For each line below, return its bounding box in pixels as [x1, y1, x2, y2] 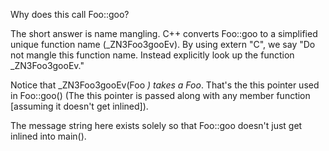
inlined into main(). [10, 130, 87, 142]
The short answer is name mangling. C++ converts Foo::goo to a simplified [10, 28, 318, 39]
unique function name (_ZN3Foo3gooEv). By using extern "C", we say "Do [10, 39, 316, 50]
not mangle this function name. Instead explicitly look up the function [10, 49, 295, 61]
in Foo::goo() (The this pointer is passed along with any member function [10, 90, 311, 101]
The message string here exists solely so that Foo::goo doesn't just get [10, 120, 303, 131]
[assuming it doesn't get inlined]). [10, 100, 149, 112]
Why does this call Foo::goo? [10, 9, 130, 20]
